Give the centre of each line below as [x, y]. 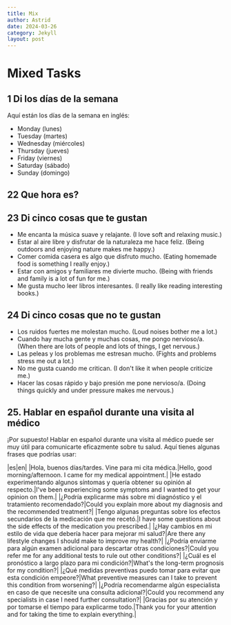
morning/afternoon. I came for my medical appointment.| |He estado [104, 474]
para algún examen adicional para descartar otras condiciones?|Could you [113, 548]
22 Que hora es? [43, 194]
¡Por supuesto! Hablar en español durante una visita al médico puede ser [111, 439]
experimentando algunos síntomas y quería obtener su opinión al [99, 482]
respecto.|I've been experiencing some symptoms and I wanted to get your [114, 489]
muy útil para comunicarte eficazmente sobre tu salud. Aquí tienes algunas [114, 447]
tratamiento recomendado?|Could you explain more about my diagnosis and [115, 504]
